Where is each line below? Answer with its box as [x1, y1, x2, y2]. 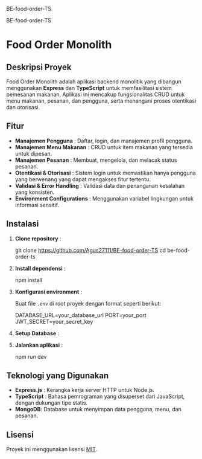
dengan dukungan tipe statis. [14, 399, 88, 406]
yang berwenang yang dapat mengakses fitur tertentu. [14, 175, 151, 183]
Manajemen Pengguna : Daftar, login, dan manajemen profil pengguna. [14, 137, 193, 144]
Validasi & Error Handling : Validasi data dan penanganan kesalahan [14, 182, 185, 189]
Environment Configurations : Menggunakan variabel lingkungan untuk [14, 194, 194, 202]
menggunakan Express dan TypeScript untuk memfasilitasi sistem [6, 85, 172, 91]
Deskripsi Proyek [6, 62, 72, 72]
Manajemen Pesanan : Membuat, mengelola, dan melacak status [14, 156, 177, 164]
